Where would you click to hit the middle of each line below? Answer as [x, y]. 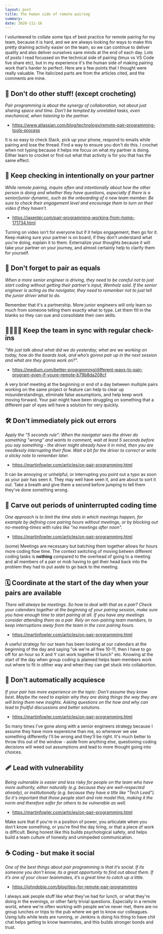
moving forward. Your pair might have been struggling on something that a [80, 400]
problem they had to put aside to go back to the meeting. [62, 567]
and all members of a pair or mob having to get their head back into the [76, 562]
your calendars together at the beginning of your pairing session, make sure [81, 609]
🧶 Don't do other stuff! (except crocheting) [71, 94]
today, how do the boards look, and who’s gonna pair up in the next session [81, 355]
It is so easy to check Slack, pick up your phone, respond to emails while [78, 140]
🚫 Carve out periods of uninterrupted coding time [81, 505]
